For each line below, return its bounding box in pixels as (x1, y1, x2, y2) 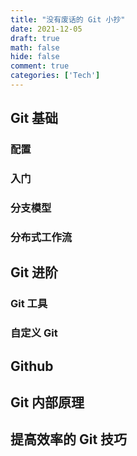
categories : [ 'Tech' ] (10, 71, 101, 81)
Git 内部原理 (10, 394, 85, 411)
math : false (10, 42, 60, 53)
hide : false (10, 52, 60, 62)
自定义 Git (10, 326, 58, 340)
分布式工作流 (10, 230, 73, 244)
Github (10, 357, 54, 375)
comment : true (10, 61, 70, 71)
